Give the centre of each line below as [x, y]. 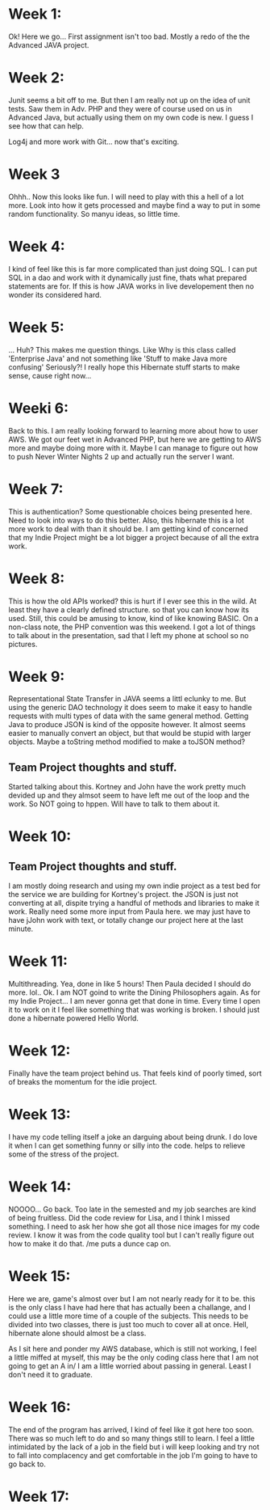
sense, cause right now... [50, 375]
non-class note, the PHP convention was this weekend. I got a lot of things [132, 627]
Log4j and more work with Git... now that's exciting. [94, 142]
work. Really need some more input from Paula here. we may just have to [130, 911]
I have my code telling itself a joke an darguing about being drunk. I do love [133, 1137]
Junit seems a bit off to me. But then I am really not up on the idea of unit [129, 100]
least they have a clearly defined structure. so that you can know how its [129, 609]
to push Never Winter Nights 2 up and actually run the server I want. [122, 456]
